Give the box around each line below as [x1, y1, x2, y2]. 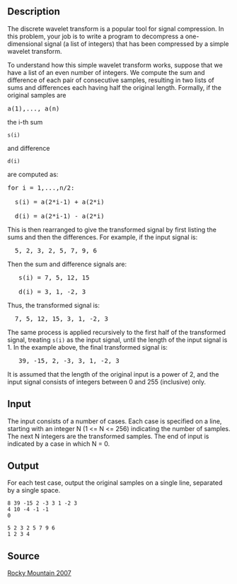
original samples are [7, 91, 67, 99]
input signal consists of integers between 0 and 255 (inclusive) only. [7, 377, 207, 386]
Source [7, 550, 40, 562]
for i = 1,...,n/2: [7, 183, 75, 192]
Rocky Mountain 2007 [7, 569, 72, 578]
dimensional [7, 39, 43, 48]
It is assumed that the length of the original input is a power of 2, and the [7, 370, 219, 378]
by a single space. [7, 486, 61, 495]
